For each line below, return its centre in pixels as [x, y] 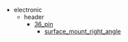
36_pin [43, 24]
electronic [28, 10]
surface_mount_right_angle [82, 31]
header [34, 17]
